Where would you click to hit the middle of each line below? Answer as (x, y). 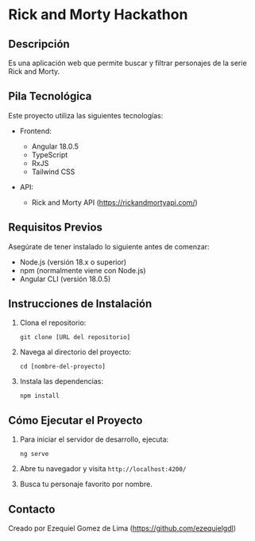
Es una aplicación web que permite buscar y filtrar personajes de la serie (128, 63)
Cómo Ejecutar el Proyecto (75, 420)
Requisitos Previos (56, 228)
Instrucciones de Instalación (80, 304)
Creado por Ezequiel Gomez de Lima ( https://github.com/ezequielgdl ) (122, 528)
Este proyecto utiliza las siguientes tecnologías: (86, 115)
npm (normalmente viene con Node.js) (83, 270)
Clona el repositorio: (53, 323)
